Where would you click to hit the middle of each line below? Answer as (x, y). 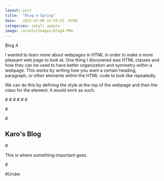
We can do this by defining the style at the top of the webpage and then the (81, 85)
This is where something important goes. (47, 155)
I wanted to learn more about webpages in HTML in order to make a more (79, 55)
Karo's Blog (23, 134)
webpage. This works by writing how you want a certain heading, (71, 70)
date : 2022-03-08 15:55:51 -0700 (41, 20)
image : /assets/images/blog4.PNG (39, 31)
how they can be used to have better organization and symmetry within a (79, 65)
